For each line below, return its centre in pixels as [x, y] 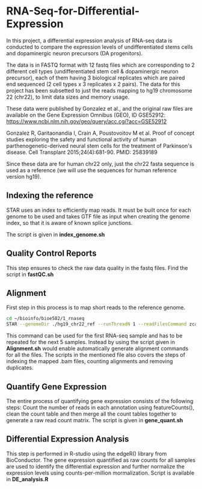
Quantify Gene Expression [57, 386]
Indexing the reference [50, 196]
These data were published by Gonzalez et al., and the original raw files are [99, 108]
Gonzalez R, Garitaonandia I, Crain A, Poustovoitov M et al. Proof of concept [100, 133]
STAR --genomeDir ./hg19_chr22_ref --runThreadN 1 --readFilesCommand [96, 324]
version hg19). [24, 176]
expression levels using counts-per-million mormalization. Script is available [100, 473]
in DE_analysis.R [27, 479]
